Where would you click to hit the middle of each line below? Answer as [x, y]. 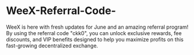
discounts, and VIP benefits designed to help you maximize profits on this [95, 39]
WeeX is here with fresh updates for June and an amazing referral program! [97, 27]
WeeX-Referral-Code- [61, 11]
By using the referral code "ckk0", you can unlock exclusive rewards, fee [94, 33]
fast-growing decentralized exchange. [52, 46]
